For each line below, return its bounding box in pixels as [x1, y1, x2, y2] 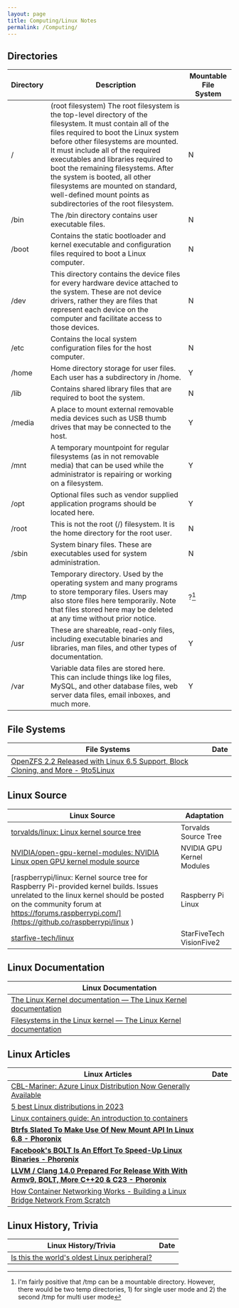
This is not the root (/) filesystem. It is [50, 519, 176, 529]
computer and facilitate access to [50, 314, 162, 324]
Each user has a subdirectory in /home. [50, 372, 181, 382]
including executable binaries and [50, 634, 164, 644]
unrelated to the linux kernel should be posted [11, 890, 164, 900]
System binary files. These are [50, 540, 152, 550]
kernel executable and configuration [50, 240, 171, 250]
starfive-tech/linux [11, 933, 75, 943]
